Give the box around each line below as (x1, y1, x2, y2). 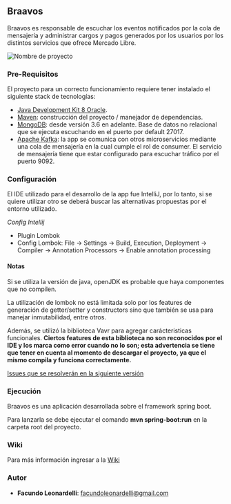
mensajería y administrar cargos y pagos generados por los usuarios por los (7, 31, 224, 39)
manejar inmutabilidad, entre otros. (7, 312, 107, 321)
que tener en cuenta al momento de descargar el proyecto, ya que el (7, 348, 207, 357)
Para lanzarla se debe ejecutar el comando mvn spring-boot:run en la (7, 415, 208, 424)
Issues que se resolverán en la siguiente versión (7, 369, 144, 377)
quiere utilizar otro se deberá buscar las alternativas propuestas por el (7, 197, 207, 206)
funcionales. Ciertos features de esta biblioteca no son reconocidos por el (7, 333, 223, 342)
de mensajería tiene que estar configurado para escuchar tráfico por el (17, 150, 219, 158)
